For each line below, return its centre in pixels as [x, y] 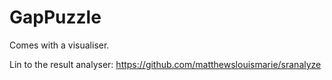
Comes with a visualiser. [59, 45]
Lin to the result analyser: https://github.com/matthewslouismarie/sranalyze [165, 64]
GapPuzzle [55, 17]
